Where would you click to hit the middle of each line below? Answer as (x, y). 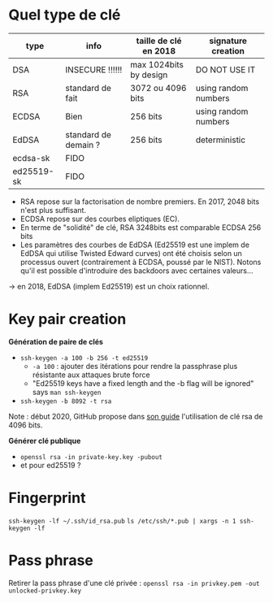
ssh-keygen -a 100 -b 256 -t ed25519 (84, 358)
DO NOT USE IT (225, 69)
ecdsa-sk (31, 158)
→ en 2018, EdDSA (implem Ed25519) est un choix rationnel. (109, 286)
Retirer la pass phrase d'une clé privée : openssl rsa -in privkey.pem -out (134, 583)
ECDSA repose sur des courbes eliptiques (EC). (100, 219)
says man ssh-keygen (67, 392)
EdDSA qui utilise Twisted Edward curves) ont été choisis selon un (131, 253)
